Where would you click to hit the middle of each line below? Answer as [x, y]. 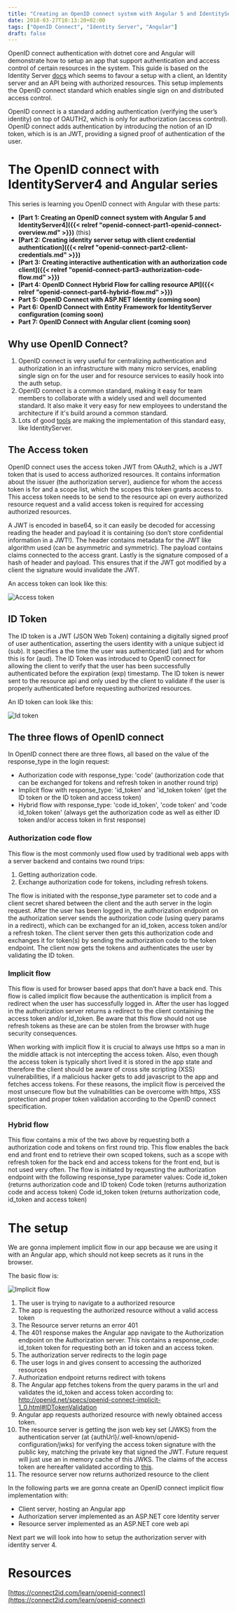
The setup [38, 1228]
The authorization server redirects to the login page [92, 1355]
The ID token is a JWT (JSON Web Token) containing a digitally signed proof [118, 636]
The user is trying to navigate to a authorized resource [97, 1303]
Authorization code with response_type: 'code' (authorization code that [121, 775]
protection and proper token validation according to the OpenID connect [112, 1099]
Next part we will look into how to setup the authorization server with [107, 1537]
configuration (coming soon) [61, 315]
